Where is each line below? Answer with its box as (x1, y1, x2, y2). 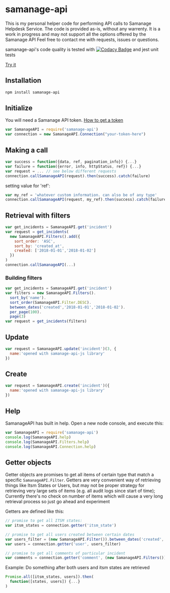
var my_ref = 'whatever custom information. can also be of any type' (5, 192, 157, 197)
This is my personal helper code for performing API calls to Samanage (5, 20, 152, 26)
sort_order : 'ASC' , (14, 238, 56, 244)
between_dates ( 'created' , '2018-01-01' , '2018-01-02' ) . (10, 304, 125, 310)
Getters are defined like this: (5, 508, 64, 514)
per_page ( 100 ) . (10, 309, 42, 315)
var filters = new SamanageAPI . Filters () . (5, 291, 96, 296)
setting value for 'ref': (5, 183, 51, 189)
